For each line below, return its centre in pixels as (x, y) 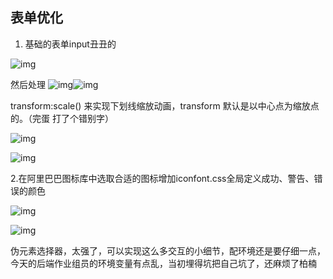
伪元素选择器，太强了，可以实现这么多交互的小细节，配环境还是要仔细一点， (168, 250)
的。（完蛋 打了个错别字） (62, 118)
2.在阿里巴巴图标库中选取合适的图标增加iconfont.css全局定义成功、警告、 (162, 178)
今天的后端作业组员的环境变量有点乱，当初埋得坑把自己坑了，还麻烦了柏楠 (163, 263)
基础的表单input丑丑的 (70, 44)
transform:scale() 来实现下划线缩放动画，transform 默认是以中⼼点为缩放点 (165, 105)
